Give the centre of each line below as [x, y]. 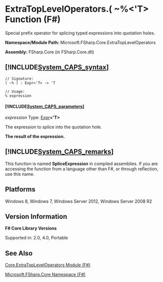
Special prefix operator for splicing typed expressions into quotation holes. [80, 33]
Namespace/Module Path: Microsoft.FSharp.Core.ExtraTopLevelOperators [81, 42]
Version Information [36, 216]
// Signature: [20, 79]
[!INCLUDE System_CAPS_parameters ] [45, 107]
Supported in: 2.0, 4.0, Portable [37, 238]
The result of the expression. [35, 136]
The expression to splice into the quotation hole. [54, 127]
